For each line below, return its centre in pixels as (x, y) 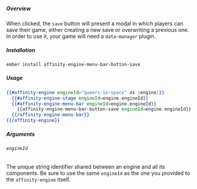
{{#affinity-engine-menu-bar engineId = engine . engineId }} (84, 104)
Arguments (21, 134)
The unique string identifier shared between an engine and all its (86, 166)
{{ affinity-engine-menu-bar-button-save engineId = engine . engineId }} (104, 109)
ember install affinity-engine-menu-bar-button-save (73, 64)
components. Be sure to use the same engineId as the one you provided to (98, 173)
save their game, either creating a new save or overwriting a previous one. (98, 29)
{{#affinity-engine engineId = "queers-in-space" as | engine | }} (85, 92)
